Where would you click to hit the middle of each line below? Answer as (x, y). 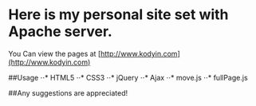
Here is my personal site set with (118, 15)
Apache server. (61, 31)
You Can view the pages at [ (55, 53)
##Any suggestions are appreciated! (68, 92)
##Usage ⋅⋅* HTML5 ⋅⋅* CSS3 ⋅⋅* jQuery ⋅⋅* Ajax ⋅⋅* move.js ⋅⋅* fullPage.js (128, 77)
